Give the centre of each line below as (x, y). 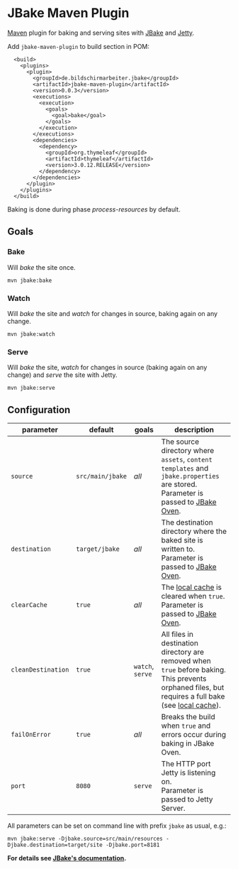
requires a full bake (193, 696)
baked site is (182, 540)
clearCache (29, 605)
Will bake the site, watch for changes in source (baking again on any (107, 368)
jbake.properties (190, 476)
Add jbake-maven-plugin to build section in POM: (79, 46)
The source (180, 442)
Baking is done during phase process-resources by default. (94, 209)
